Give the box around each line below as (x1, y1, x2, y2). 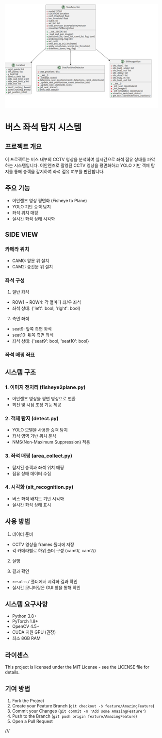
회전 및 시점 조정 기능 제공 (12, 402, 62, 408)
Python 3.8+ (12, 613, 37, 619)
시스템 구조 (5, 368, 36, 376)
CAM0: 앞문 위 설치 (12, 258, 49, 263)
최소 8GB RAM (12, 635, 41, 641)
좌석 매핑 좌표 (5, 351, 35, 358)
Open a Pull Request (12, 719, 53, 724)
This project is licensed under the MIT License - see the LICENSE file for (5, 664, 149, 670)
